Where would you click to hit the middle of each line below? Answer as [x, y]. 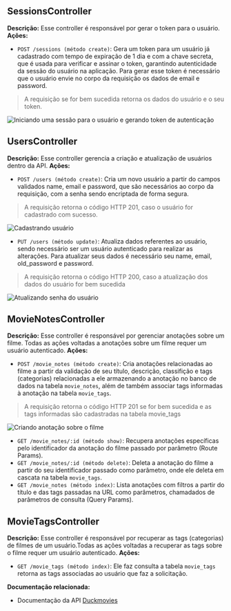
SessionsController [49, 11]
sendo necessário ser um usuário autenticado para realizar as [105, 248]
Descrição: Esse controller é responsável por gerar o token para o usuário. [114, 28]
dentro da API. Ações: [39, 165]
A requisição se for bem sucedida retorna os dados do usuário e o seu [124, 99]
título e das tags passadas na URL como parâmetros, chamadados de [116, 492]
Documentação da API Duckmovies [68, 601]
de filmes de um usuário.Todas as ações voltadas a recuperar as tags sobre [115, 545]
